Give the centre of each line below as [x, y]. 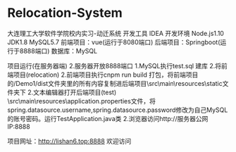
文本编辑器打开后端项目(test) [75, 92]
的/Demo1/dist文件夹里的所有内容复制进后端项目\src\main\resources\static [115, 83]
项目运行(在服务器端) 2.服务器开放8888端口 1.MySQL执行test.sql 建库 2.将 [114, 65]
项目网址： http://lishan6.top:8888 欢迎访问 [69, 141]
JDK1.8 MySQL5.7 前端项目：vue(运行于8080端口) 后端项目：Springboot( [114, 42]
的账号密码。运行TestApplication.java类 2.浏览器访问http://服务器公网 [108, 118]
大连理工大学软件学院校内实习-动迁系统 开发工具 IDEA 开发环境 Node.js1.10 [116, 33]
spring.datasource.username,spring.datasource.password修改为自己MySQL [118, 110]
